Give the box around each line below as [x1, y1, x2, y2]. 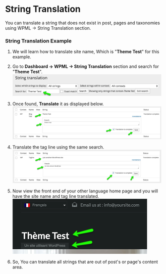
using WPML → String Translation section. [5, 25, 91, 31]
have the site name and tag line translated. [12, 193, 99, 199]
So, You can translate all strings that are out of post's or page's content [12, 259, 158, 265]
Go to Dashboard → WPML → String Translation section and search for [12, 63, 160, 70]
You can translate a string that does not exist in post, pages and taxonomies [5, 20, 160, 26]
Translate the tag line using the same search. [12, 144, 105, 150]
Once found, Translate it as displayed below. [12, 101, 104, 107]
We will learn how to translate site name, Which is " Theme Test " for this [12, 48, 160, 55]
